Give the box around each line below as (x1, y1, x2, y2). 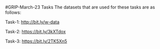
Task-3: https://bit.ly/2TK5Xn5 (5, 38, 67, 44)
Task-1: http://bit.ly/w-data (5, 19, 60, 25)
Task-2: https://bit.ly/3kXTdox (5, 29, 66, 34)
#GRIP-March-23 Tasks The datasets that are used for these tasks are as (5, 4, 156, 10)
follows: (5, 9, 21, 15)
